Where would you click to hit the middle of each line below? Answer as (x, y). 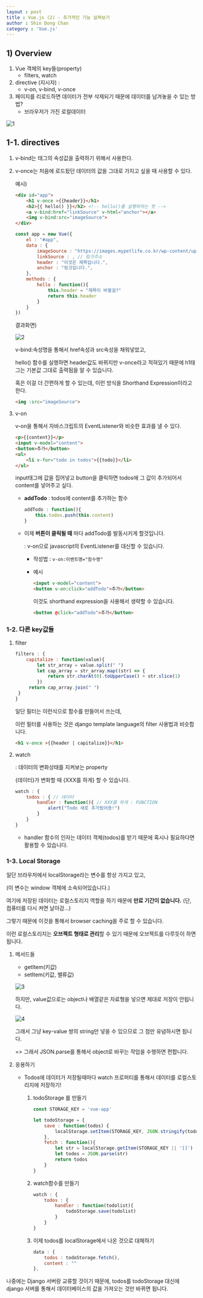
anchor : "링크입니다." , (65, 268)
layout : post (24, 12)
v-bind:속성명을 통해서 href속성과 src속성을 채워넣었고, (80, 350)
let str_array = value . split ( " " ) (80, 665)
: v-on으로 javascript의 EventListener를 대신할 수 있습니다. (94, 546)
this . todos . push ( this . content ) (74, 515)
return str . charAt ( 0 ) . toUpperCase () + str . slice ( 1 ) (114, 677)
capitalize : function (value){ (66, 660)
